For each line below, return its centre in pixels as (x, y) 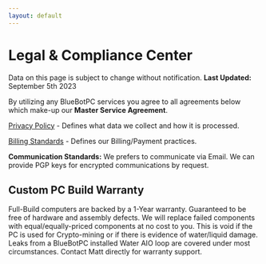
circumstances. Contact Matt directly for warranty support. (105, 252)
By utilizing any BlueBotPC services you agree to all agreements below (125, 102)
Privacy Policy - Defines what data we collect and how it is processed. (124, 126)
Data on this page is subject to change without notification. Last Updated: (130, 78)
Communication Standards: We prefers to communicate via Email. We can (132, 156)
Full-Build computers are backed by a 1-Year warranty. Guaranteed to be (127, 210)
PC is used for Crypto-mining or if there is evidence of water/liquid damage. (133, 235)
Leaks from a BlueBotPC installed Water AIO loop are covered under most (129, 243)
